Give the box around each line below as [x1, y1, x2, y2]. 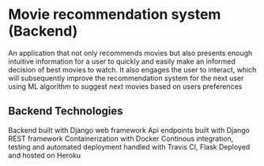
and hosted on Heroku [8, 150, 81, 160]
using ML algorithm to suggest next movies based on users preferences [8, 81, 243, 91]
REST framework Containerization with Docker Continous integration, [8, 134, 234, 143]
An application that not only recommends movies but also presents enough [8, 48, 253, 57]
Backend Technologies [8, 105, 124, 118]
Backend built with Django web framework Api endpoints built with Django [8, 125, 251, 135]
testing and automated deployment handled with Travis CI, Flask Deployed [8, 142, 251, 151]
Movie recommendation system [8, 6, 221, 24]
